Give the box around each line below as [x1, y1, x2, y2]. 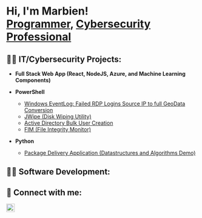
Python [15, 137, 35, 145]
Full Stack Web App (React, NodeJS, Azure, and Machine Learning [15, 70, 186, 77]
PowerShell [15, 88, 45, 95]
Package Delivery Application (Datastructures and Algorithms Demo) [24, 150, 196, 156]
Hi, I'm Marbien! [6, 4, 89, 18]
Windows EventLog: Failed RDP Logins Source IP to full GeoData [24, 100, 186, 107]
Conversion [24, 107, 53, 113]
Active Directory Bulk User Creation [24, 119, 113, 127]
